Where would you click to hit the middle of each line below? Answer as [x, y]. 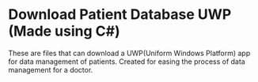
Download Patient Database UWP [120, 15]
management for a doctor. [51, 69]
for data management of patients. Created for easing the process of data [127, 61]
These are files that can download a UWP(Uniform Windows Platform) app [129, 53]
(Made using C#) [64, 31]
